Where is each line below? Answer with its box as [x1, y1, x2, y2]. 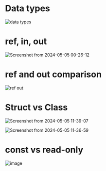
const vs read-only [5, 144, 84, 155]
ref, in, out [5, 36, 47, 47]
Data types [5, 3, 50, 14]
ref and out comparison [5, 69, 102, 80]
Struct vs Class [5, 102, 68, 113]
